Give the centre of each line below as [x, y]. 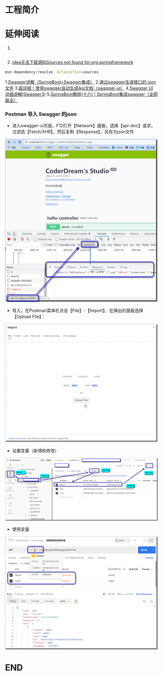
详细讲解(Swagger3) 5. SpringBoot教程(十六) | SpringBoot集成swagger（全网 [81, 94]
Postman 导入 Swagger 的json [41, 114]
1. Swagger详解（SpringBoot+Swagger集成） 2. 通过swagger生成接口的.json [81, 82]
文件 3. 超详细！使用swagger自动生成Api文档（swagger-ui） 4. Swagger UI [79, 88]
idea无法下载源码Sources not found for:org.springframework [73, 62]
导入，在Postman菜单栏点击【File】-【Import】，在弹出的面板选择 [78, 310]
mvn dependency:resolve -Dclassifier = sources [52, 72]
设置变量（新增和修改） [35, 451]
